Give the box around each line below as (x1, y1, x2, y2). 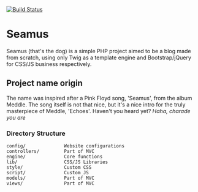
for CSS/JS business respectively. (6, 60, 92, 67)
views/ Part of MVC (6, 180, 95, 186)
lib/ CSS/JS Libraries (6, 159, 109, 165)
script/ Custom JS (6, 170, 89, 176)
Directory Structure (6, 129, 66, 138)
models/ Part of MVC (6, 175, 95, 182)
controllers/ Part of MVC (6, 149, 95, 155)
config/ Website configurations (6, 143, 124, 149)
